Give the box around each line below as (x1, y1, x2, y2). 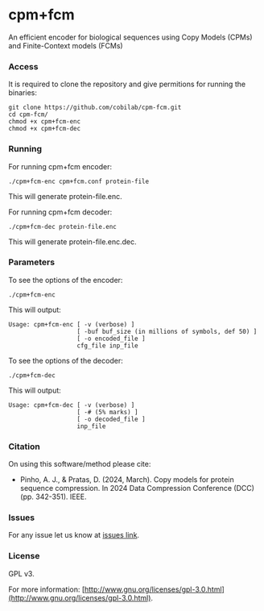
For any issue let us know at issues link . (8, 530, 139, 540)
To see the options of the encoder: (8, 275, 123, 285)
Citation (8, 441, 40, 452)
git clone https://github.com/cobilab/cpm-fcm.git (8, 103, 182, 112)
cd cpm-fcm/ (8, 110, 48, 118)
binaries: (8, 88, 38, 98)
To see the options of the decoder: (8, 355, 123, 365)
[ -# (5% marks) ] (76, 408, 138, 416)
